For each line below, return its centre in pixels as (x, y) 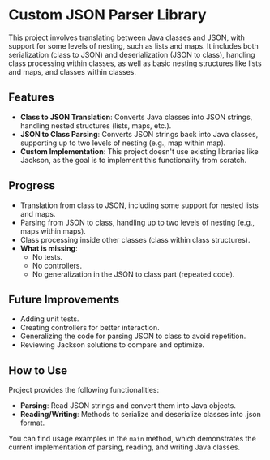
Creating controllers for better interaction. (90, 328)
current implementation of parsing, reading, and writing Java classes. (124, 447)
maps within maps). (53, 231)
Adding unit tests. (49, 319)
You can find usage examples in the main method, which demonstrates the (133, 439)
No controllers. (57, 265)
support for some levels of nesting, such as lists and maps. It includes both (134, 45)
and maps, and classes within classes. (72, 71)
